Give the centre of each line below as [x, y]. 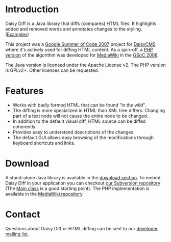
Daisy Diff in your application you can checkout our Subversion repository [83, 183]
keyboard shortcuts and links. [44, 143]
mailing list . [17, 234]
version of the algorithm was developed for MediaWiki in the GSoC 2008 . [82, 55]
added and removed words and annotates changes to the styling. [74, 29]
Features [25, 91]
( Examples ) [17, 34]
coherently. [25, 126]
